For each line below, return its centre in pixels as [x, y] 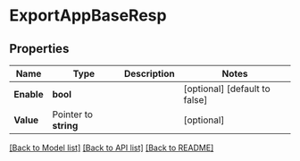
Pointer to [73, 114]
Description [150, 74]
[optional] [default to [227, 89]
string [65, 126]
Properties [39, 49]
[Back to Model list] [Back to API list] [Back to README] [112, 148]
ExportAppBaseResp [88, 16]
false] [196, 100]
